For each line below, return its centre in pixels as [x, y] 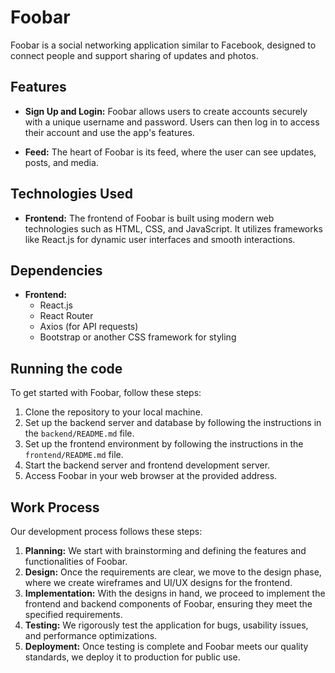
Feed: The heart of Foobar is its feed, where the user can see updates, [170, 152]
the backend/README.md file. [79, 433]
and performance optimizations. [91, 635]
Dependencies [56, 270]
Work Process [55, 507]
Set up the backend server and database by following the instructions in [173, 423]
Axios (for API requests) [89, 327]
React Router [66, 316]
